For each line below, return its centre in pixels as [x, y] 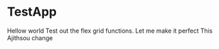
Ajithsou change [30, 37]
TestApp [32, 12]
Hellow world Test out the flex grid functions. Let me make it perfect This [110, 31]
